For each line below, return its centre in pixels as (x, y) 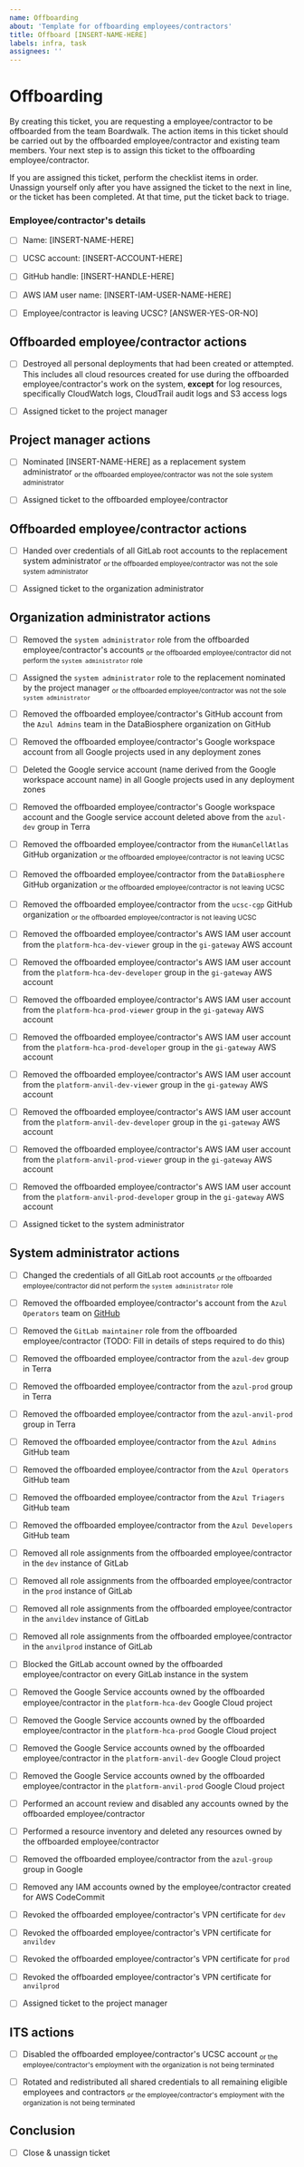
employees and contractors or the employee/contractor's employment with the (153, 2093)
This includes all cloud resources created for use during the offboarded (156, 374)
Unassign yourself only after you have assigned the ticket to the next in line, (151, 188)
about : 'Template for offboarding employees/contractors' (121, 26)
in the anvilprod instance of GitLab (87, 1646)
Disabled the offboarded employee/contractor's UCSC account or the (150, 2055)
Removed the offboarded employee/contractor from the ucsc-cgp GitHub (157, 904)
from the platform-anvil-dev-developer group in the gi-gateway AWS (151, 1122)
